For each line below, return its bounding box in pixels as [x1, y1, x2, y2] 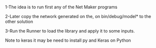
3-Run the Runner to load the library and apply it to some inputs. [5, 28, 135, 33]
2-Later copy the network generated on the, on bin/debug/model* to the [5, 14, 151, 19]
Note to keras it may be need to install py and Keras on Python [5, 37, 131, 43]
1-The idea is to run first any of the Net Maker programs [5, 4, 118, 10]
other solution [5, 19, 33, 24]
